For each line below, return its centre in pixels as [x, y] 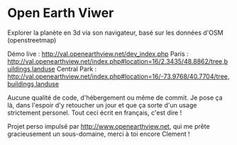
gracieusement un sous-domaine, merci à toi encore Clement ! [99, 134]
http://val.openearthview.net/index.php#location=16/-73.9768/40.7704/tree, [118, 76]
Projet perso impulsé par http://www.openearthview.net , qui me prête [109, 126]
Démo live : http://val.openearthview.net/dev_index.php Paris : [98, 54]
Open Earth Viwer [61, 13]
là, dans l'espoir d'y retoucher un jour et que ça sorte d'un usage [102, 105]
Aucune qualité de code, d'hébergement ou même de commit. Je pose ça [115, 98]
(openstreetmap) [32, 40]
